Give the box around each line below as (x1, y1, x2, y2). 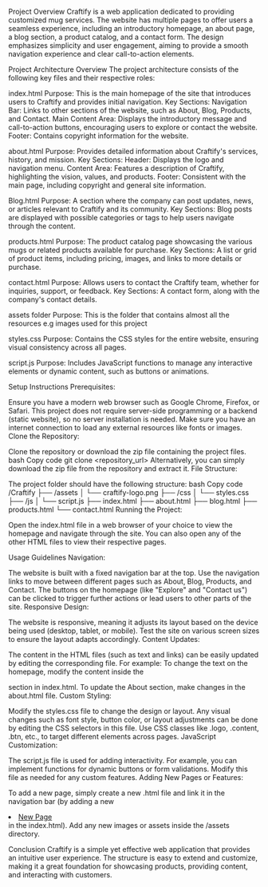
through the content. (8, 221, 76, 231)
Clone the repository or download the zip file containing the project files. (8, 447, 247, 456)
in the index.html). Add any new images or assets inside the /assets (8, 821, 230, 830)
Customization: (8, 740, 58, 750)
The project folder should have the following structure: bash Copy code (8, 479, 243, 489)
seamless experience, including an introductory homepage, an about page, (8, 24, 255, 33)
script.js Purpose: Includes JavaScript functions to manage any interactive (8, 358, 253, 367)
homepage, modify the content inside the (8, 667, 144, 676)
